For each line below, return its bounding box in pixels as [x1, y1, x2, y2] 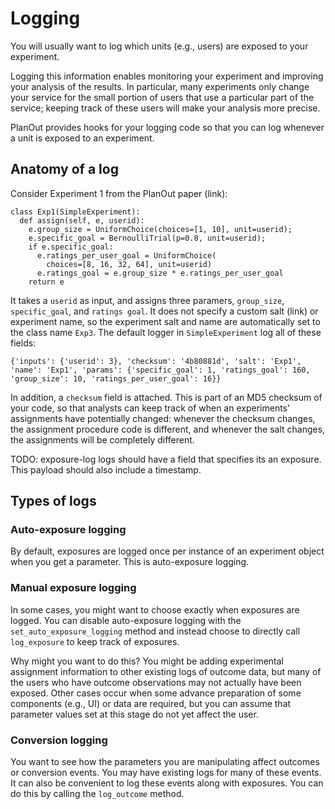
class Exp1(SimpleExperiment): [10, 207, 141, 217]
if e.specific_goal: [28, 242, 114, 252]
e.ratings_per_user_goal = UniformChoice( [36, 250, 217, 261]
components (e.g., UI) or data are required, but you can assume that [10, 697, 292, 709]
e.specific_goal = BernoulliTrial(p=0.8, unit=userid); [28, 233, 267, 243]
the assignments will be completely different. [10, 433, 195, 446]
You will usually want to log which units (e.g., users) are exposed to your [10, 40, 309, 52]
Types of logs [10, 493, 97, 510]
